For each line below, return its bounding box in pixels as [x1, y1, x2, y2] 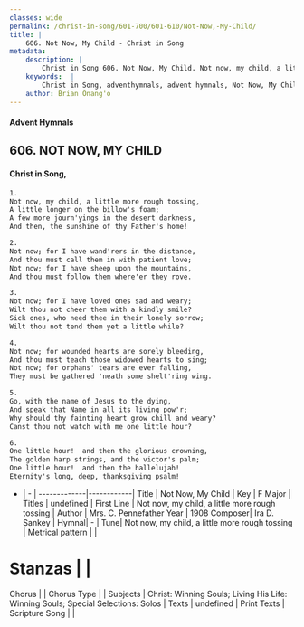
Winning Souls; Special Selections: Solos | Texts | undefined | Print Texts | [9, 598, 285, 609]
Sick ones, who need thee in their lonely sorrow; [9, 314, 204, 323]
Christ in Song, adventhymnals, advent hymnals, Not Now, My [42, 81, 278, 90]
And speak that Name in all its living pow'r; [9, 404, 188, 414]
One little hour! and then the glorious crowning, [9, 447, 208, 456]
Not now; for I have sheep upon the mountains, [9, 263, 193, 272]
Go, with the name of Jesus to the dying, [9, 397, 172, 406]
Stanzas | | [9, 558, 92, 579]
